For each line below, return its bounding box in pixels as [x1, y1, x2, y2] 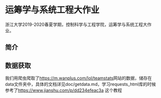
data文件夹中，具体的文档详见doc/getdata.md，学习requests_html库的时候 [5, 81, 156, 87]
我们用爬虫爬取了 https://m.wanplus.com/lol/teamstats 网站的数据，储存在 [5, 75, 152, 81]
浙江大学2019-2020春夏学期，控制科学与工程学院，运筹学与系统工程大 [5, 21, 148, 27]
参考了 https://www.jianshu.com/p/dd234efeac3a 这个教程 [5, 87, 122, 93]
